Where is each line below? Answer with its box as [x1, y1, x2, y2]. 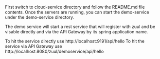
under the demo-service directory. [5, 15, 74, 20]
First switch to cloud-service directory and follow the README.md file [5, 4, 145, 10]
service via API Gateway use [5, 44, 62, 49]
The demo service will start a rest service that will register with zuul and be [5, 24, 156, 29]
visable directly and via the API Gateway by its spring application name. [5, 29, 148, 34]
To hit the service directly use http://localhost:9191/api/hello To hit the [5, 38, 145, 44]
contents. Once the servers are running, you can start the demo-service [5, 9, 149, 15]
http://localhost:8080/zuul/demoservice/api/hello [5, 48, 104, 54]
